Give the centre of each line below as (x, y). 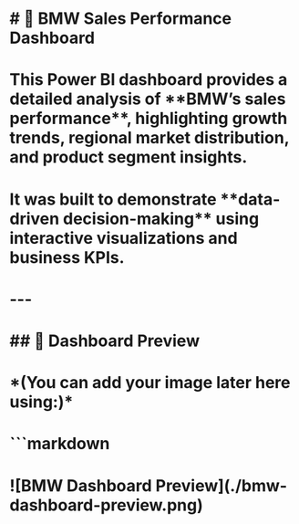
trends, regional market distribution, (149, 138)
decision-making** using (161, 219)
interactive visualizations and (124, 238)
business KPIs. (67, 257)
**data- (250, 199)
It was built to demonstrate (113, 199)
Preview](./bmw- (222, 485)
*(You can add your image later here (150, 383)
